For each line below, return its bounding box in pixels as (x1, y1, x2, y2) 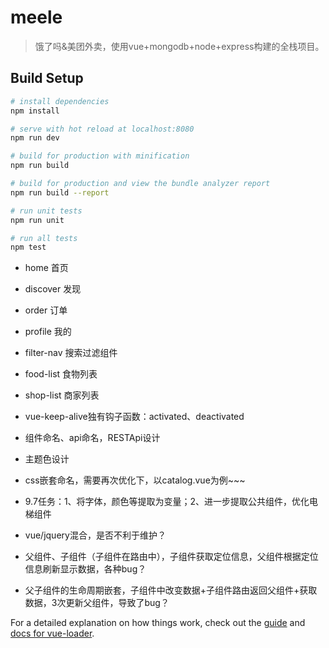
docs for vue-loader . (10, 627, 95, 640)
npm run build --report (10, 187, 110, 198)
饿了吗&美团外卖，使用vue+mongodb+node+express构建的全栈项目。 (34, 40, 325, 52)
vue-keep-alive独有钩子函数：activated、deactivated (24, 411, 245, 423)
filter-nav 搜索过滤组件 (24, 347, 118, 359)
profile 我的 (24, 326, 72, 338)
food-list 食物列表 (24, 368, 98, 380)
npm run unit (10, 215, 65, 225)
